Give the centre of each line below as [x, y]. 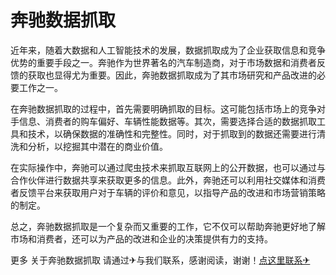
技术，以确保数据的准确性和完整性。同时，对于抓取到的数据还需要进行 [172, 133]
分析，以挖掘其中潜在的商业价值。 [97, 146]
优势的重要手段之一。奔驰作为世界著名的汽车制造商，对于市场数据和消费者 [163, 62]
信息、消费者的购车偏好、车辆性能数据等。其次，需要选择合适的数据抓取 [167, 121]
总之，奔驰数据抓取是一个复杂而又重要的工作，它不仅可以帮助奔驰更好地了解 [168, 226]
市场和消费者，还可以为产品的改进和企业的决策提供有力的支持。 [141, 238]
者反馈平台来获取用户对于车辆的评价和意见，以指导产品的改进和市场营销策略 [168, 192]
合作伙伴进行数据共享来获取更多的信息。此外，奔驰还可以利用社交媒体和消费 [168, 180]
